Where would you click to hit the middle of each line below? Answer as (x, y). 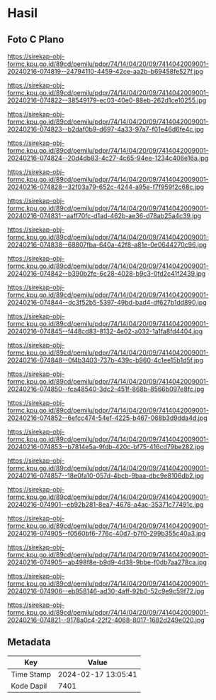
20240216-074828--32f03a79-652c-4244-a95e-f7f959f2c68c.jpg (106, 187)
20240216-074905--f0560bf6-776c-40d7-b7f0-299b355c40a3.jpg (107, 533)
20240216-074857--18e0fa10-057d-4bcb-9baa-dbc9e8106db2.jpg (106, 475)
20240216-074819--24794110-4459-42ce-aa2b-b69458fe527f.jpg (105, 71)
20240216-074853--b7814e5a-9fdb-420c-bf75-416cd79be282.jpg (106, 447)
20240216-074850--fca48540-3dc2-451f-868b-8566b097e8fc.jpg (106, 389)
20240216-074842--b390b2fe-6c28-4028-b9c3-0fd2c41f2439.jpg (107, 274)
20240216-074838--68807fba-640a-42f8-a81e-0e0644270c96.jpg (107, 244)
